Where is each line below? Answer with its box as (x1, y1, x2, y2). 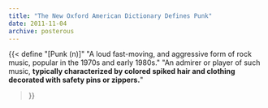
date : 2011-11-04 (8, 19, 67, 28)
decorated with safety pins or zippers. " (8, 75, 144, 85)
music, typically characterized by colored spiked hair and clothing (8, 67, 236, 76)
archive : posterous (8, 27, 75, 35)
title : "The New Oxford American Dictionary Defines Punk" (8, 11, 213, 20)
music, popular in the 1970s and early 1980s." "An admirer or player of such (8, 58, 261, 67)
